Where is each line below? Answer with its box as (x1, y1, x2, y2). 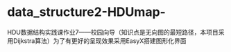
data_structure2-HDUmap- (7, 4, 166, 20)
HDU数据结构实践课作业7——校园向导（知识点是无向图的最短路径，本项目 (7, 28, 219, 36)
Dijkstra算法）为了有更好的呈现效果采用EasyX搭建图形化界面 (12, 36, 187, 45)
